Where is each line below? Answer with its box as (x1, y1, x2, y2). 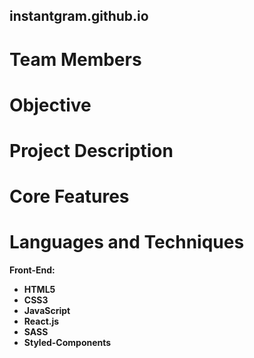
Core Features (9, 185, 130, 208)
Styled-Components (23, 337, 112, 349)
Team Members (9, 48, 142, 71)
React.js (23, 315, 60, 328)
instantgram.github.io (9, 8, 149, 25)
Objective (9, 94, 92, 116)
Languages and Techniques (9, 231, 245, 254)
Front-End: (9, 264, 56, 276)
